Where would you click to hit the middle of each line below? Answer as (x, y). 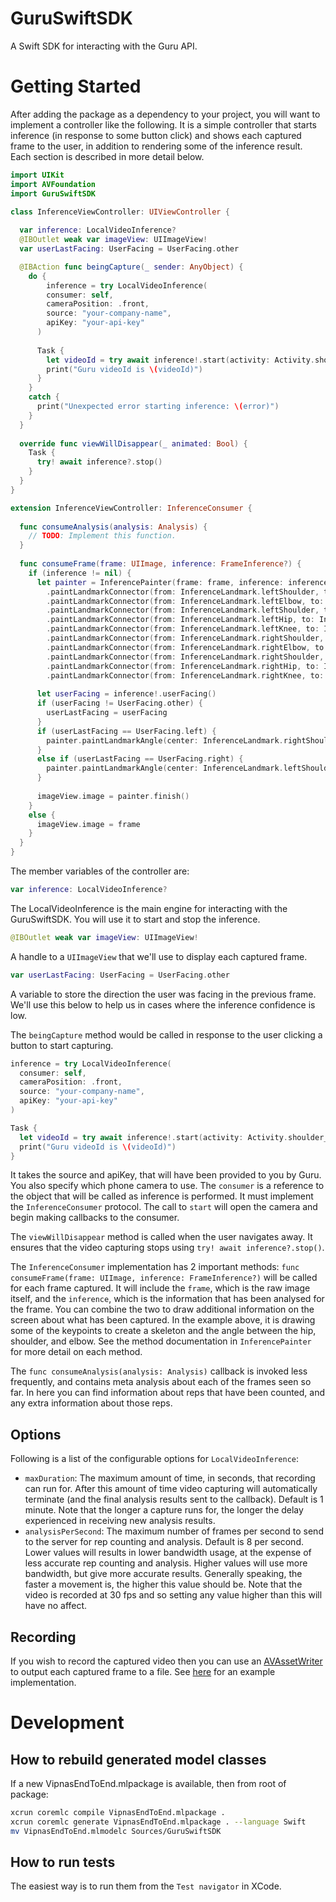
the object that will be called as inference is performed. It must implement (162, 1196)
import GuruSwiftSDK (53, 193)
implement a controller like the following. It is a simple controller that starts (163, 124)
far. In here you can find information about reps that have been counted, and (168, 1393)
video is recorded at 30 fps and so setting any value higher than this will (173, 1595)
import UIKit (37, 175)
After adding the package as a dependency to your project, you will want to (165, 114)
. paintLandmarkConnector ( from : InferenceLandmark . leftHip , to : (180, 620)
